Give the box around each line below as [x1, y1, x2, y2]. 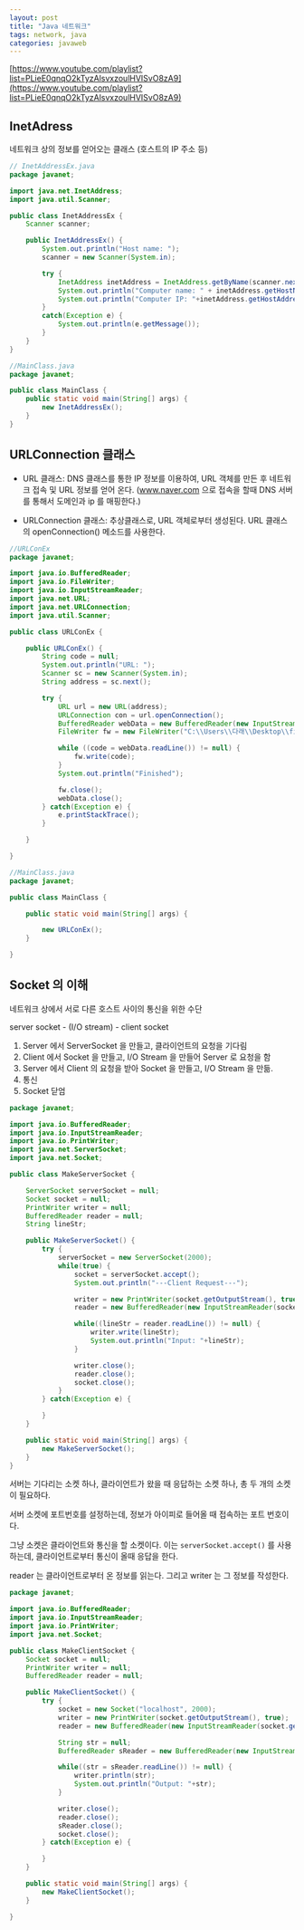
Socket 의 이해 [9, 977, 89, 993]
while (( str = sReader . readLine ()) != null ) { [57, 1762, 233, 1772]
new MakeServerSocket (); [42, 1444, 136, 1454]
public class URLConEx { [9, 627, 103, 637]
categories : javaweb [9, 38, 88, 48]
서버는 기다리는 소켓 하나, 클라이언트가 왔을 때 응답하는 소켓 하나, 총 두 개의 [9, 1478, 274, 1490]
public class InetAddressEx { [9, 211, 124, 220]
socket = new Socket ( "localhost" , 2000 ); [57, 1704, 217, 1714]
